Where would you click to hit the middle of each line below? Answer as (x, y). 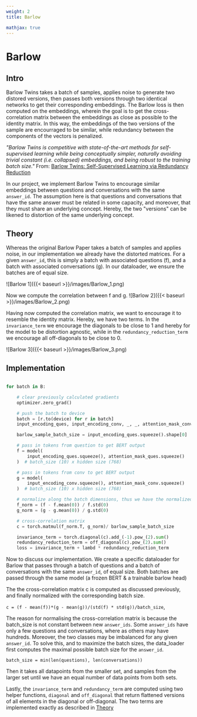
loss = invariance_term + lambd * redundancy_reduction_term (93, 548)
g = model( (30, 478)
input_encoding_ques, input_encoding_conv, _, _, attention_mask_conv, (106, 424)
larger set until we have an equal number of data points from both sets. (92, 678)
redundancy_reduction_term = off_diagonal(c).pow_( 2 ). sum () (91, 542)
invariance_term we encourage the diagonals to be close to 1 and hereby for (98, 326)
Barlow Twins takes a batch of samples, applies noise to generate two (90, 92)
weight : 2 (18, 11)
